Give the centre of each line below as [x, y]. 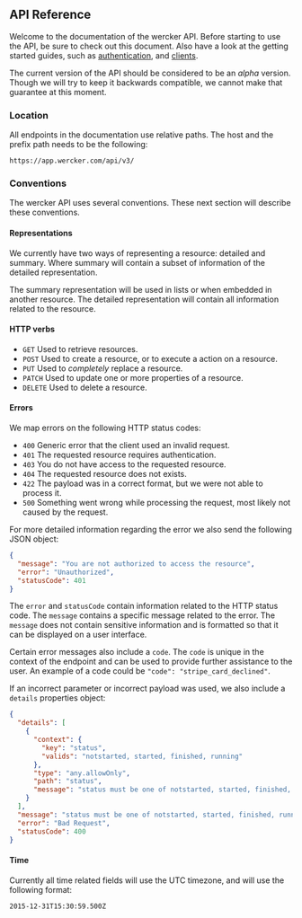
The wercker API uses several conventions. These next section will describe [150, 203]
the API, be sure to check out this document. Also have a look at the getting [149, 46]
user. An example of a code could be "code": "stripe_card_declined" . [140, 671]
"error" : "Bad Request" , [64, 823]
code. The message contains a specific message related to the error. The [142, 615]
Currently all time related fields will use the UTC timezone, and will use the [147, 880]
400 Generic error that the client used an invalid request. [126, 446]
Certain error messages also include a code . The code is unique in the [137, 652]
